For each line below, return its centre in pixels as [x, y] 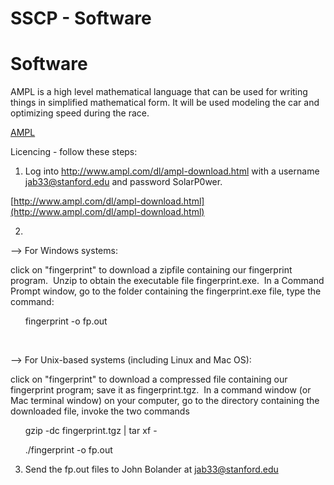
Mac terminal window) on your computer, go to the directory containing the [165, 401]
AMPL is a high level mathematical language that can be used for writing [159, 92]
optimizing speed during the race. [80, 113]
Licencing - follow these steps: [74, 152]
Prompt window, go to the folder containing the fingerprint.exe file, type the [166, 291]
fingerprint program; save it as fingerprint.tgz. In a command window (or [161, 390]
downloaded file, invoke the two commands [100, 411]
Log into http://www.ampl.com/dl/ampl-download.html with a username [172, 171]
